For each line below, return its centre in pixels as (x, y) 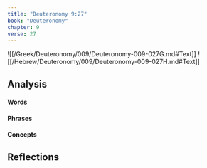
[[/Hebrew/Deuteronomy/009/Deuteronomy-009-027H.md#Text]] (104, 62)
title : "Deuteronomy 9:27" (47, 14)
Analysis (27, 84)
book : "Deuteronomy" (38, 21)
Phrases (20, 118)
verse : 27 (22, 34)
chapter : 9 (23, 27)
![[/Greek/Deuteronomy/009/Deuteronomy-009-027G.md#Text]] (102, 54)
